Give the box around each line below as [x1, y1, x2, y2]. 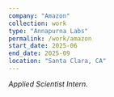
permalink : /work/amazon [8, 34, 92, 43]
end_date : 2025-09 [8, 49, 70, 57]
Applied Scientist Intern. [8, 78, 89, 89]
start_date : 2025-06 [8, 42, 78, 50]
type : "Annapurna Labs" [8, 27, 89, 35]
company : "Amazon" [8, 11, 70, 20]
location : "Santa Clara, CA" [8, 57, 107, 65]
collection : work [8, 19, 67, 27]
